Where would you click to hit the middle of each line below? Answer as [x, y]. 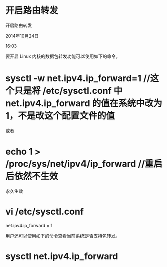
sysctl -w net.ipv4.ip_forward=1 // [78, 79]
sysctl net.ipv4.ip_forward [62, 256]
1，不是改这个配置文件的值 [60, 116]
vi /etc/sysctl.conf [45, 212]
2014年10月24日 [22, 36]
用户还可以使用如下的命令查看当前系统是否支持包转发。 [62, 236]
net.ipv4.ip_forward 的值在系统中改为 [84, 104]
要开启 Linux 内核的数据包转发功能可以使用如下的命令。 [63, 56]
